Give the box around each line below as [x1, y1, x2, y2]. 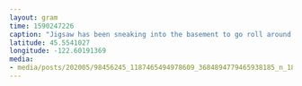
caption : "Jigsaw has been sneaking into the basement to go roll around [9, 30, 292, 39]
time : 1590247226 [9, 21, 75, 30]
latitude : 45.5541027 [9, 38, 91, 47]
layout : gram [9, 13, 58, 22]
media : [9, 55, 34, 64]
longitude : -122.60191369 [9, 47, 106, 56]
